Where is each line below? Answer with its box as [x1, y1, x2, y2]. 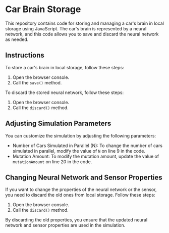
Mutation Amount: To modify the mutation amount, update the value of [12, 153, 159, 159]
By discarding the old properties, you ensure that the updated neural [5, 217, 148, 223]
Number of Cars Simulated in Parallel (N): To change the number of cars [12, 143, 163, 149]
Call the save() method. [12, 79, 62, 85]
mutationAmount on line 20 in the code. [12, 158, 92, 165]
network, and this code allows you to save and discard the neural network [5, 31, 159, 37]
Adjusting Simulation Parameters [5, 119, 111, 128]
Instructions [5, 51, 44, 60]
